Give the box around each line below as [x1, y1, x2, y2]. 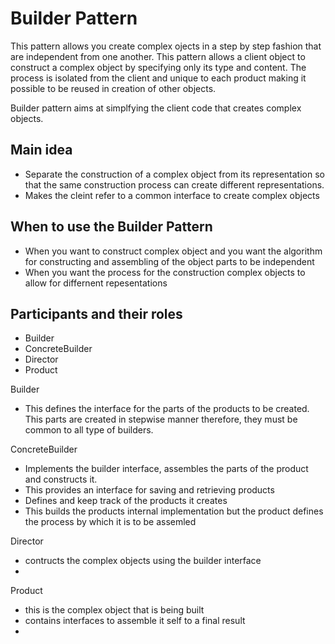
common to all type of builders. [24, 424, 154, 436]
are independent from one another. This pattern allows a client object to [10, 50, 306, 62]
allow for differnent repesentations [24, 277, 168, 289]
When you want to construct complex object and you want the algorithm [24, 245, 323, 257]
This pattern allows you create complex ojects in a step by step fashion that [10, 40, 322, 52]
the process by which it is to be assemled [24, 516, 197, 528]
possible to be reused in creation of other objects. [10, 82, 217, 94]
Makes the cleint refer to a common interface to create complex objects [24, 189, 320, 201]
